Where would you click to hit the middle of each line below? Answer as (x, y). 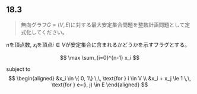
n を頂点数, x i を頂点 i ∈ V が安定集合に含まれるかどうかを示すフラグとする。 (98, 45)
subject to (18, 69)
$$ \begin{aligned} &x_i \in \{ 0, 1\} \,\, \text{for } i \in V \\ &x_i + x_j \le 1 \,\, (100, 78)
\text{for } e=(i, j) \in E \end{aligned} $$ (100, 85)
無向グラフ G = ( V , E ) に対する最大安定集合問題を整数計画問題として (103, 25)
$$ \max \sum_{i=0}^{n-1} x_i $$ (100, 57)
